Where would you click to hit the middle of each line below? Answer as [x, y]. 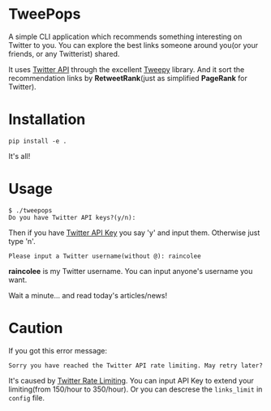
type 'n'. [22, 241]
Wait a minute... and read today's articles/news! [88, 295]
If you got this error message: [58, 350]
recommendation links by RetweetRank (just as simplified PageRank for [128, 78]
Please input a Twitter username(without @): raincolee [105, 256]
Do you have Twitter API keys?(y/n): [72, 217]
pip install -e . [38, 141]
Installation [47, 120]
